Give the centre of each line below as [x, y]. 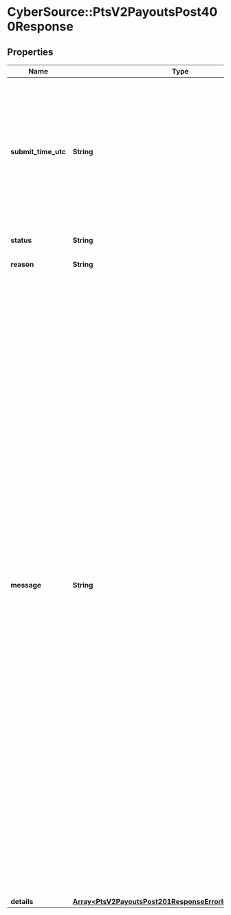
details [22, 902]
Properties [30, 52]
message [26, 585]
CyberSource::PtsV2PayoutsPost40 [112, 12]
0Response [40, 26]
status [21, 240]
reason [22, 264]
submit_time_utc [38, 152]
